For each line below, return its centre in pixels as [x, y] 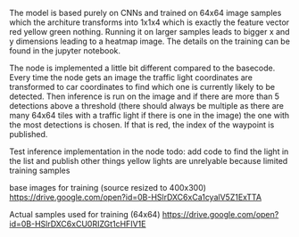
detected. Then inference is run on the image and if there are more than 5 [144, 96]
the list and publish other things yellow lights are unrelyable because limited [149, 161]
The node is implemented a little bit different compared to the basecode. [142, 68]
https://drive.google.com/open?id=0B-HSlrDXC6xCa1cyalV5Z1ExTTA [135, 197]
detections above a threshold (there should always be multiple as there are [146, 106]
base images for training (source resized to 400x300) [108, 188]
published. [29, 134]
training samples [40, 170]
